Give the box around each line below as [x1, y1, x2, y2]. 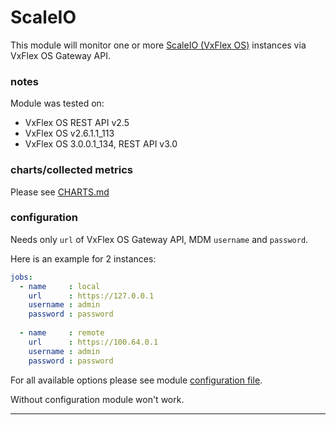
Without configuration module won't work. [10, 393, 185, 405]
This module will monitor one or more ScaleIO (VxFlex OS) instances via [10, 39, 307, 51]
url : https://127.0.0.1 [28, 291, 155, 301]
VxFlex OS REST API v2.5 [24, 117, 130, 129]
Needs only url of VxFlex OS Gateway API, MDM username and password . [10, 233, 309, 245]
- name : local [19, 281, 101, 291]
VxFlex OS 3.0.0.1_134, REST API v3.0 [24, 138, 178, 150]
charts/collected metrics [10, 163, 133, 177]
